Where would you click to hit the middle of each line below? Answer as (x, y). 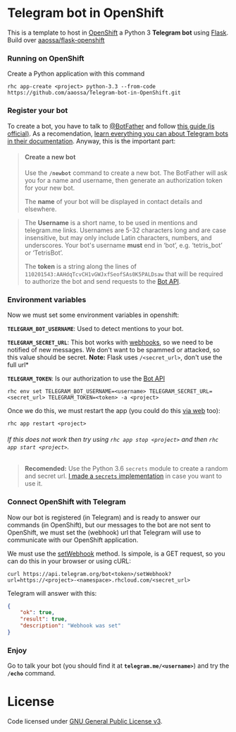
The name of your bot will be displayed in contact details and (113, 201)
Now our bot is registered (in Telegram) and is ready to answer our (104, 517)
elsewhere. (41, 209)
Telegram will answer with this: (52, 593)
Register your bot (38, 111)
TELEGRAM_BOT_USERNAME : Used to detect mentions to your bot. (95, 329)
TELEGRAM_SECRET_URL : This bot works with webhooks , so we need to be (110, 342)
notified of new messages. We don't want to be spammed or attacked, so (114, 350)
